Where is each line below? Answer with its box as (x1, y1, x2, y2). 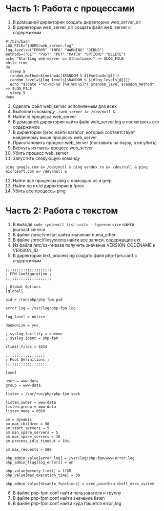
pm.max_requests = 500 (5, 447, 52, 452)
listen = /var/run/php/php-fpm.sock (5, 391, 80, 396)
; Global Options (5, 284, 41, 289)
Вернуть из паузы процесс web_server (12, 145, 93, 151)
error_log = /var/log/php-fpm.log (5, 305, 76, 311)
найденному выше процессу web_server (12, 134, 97, 140)
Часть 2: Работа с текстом (5, 205, 118, 216)
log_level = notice (5, 314, 45, 319)
